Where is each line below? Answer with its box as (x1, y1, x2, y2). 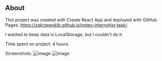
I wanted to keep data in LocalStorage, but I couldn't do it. (5, 31, 123, 37)
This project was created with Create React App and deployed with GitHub (5, 17, 157, 22)
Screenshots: (5, 50, 32, 56)
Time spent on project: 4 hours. (5, 41, 70, 47)
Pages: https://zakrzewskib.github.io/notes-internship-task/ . (5, 22, 128, 28)
